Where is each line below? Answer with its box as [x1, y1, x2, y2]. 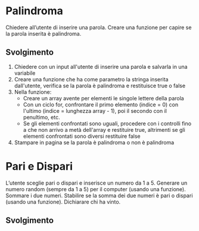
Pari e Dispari [5, 159, 73, 173]
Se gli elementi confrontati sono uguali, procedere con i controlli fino [23, 120, 192, 127]
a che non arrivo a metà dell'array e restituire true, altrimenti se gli [23, 126, 185, 133]
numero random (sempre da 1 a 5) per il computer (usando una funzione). [5, 185, 186, 192]
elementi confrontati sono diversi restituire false [23, 132, 141, 140]
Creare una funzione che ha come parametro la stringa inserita [14, 75, 169, 83]
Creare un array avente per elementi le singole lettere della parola [23, 94, 184, 102]
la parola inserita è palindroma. [5, 30, 82, 37]
